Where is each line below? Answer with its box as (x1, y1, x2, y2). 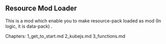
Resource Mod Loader (5, 4, 77, 13)
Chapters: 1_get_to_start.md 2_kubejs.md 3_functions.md (5, 33, 126, 39)
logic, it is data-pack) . (5, 23, 53, 29)
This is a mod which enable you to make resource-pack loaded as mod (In (5, 17, 161, 24)
